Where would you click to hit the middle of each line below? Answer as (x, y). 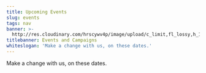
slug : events (23, 18)
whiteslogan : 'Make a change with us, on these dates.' (79, 46)
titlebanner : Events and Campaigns (52, 40)
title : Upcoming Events (37, 12)
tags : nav (19, 23)
